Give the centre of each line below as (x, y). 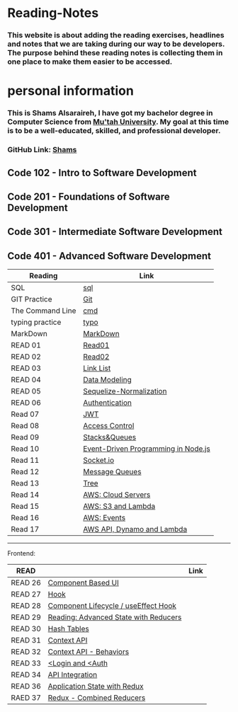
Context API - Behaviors (89, 652)
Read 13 (25, 483)
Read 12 (25, 472)
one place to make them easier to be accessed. (90, 62)
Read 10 (25, 449)
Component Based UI (83, 583)
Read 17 (25, 529)
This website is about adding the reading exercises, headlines (116, 35)
